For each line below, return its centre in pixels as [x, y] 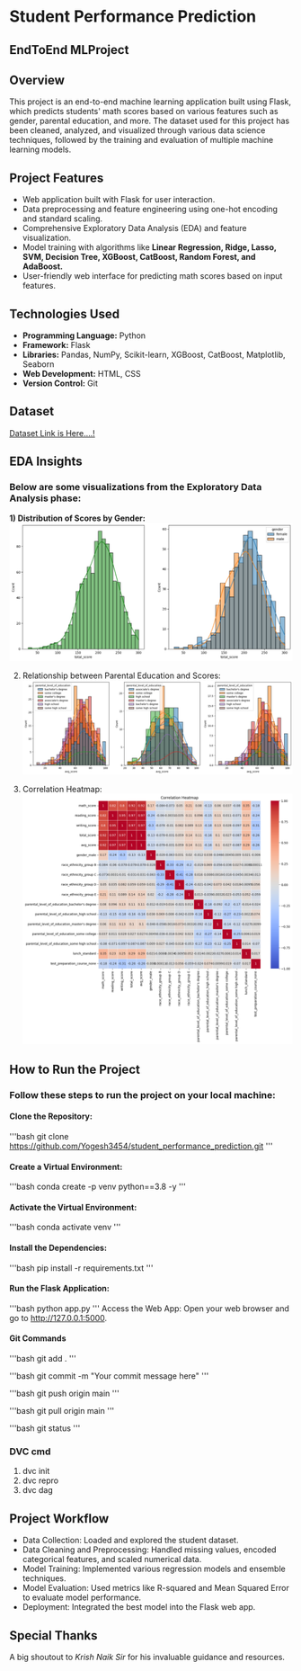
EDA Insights [46, 462]
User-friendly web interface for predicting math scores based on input [152, 276]
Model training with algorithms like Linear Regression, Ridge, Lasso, [149, 247]
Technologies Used [64, 313]
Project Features [57, 178]
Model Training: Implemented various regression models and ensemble [154, 1569]
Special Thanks [53, 1635]
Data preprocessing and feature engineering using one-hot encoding [150, 210]
